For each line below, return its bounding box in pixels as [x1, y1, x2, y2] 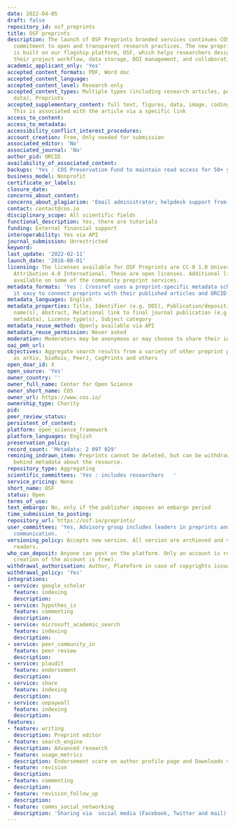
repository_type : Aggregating [7, 466, 96, 473]
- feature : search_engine [7, 738, 83, 745]
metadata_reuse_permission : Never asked [7, 329, 127, 336]
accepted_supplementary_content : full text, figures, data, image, [7, 101, 208, 108]
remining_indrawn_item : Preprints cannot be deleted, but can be [7, 452, 201, 459]
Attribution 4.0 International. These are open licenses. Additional [13, 270, 220, 277]
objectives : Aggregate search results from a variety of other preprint [7, 348, 224, 355]
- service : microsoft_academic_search [7, 621, 120, 628]
